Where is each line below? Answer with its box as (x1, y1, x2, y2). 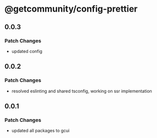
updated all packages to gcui (11, 128, 70, 134)
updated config (11, 48, 43, 54)
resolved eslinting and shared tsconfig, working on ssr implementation (11, 88, 152, 94)
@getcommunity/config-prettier (4, 3, 138, 15)
